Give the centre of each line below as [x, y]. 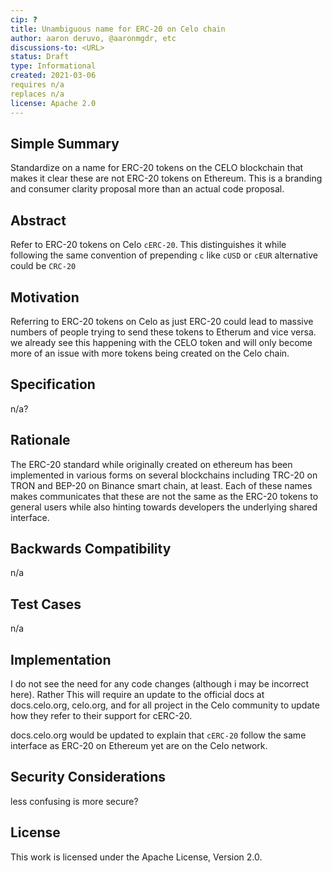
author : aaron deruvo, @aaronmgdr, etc [93, 38]
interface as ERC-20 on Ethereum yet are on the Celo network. [139, 745]
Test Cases [46, 604]
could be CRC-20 [43, 266]
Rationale [40, 440]
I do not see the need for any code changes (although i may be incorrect [160, 684]
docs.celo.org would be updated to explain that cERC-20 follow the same [158, 735]
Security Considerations [88, 777]
